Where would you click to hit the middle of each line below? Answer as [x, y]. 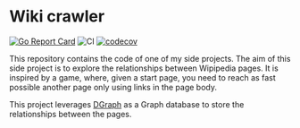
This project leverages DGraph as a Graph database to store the [127, 104]
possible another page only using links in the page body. [113, 87]
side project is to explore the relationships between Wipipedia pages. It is [144, 68]
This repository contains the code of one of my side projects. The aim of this [150, 58]
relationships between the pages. [71, 114]
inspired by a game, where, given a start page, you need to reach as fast [142, 77]
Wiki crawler [57, 17]
